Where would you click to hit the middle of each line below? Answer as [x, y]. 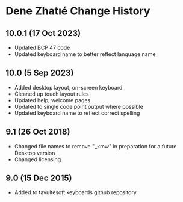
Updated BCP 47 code [42, 47]
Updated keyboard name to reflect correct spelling [77, 113]
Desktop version [35, 153]
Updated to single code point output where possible [79, 106]
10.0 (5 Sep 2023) [40, 73]
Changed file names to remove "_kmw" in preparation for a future [95, 146]
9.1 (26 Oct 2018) [38, 132]
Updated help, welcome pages [52, 100]
